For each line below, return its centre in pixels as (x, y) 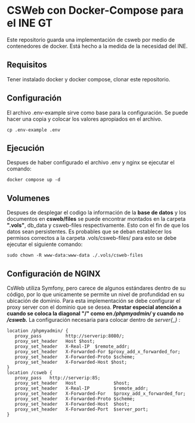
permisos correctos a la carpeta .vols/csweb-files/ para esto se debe (92, 238)
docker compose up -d (34, 180)
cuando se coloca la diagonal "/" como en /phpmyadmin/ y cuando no (95, 314)
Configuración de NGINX (54, 274)
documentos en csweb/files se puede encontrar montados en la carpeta (96, 219)
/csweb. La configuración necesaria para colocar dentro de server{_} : (94, 320)
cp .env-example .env (34, 130)
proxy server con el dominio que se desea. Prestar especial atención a (95, 307)
